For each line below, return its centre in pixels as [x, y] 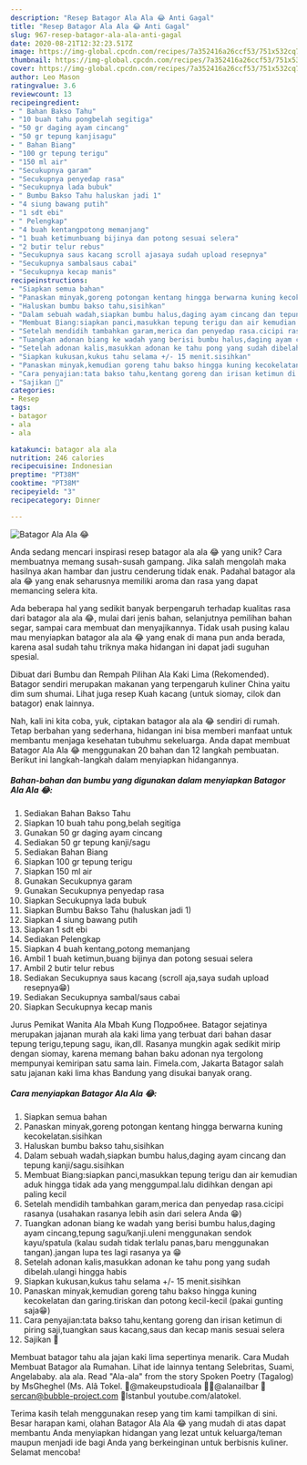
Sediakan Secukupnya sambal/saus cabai [102, 997]
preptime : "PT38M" [45, 475]
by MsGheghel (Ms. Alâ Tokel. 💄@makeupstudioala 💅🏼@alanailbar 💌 [138, 1386]
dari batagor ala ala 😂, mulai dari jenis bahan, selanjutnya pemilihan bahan [151, 618]
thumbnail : [31, 60]
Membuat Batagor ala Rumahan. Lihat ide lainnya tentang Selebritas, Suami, [153, 1367]
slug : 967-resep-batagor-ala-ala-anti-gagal [96, 35]
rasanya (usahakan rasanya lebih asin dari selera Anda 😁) [133, 1214]
